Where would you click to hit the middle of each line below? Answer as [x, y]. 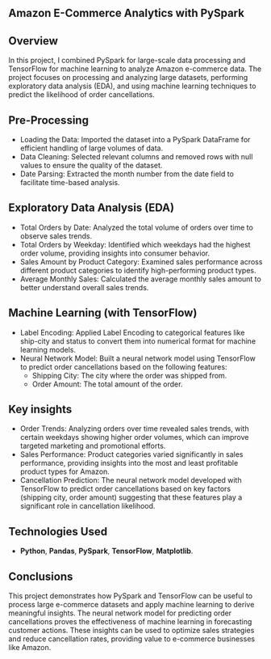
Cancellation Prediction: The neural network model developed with [131, 480]
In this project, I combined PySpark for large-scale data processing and [127, 61]
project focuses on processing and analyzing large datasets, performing [128, 78]
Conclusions [41, 576]
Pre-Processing [48, 120]
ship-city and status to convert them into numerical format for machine [138, 341]
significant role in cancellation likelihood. [88, 506]
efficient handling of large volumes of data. [92, 148]
